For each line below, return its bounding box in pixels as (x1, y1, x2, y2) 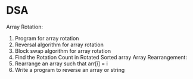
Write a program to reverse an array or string (14, 66, 125, 73)
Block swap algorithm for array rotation (14, 47, 111, 54)
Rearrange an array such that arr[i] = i (14, 60, 108, 67)
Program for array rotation (14, 34, 79, 42)
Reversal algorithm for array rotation (14, 41, 104, 48)
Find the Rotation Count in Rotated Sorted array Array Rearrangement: (14, 53, 188, 61)
